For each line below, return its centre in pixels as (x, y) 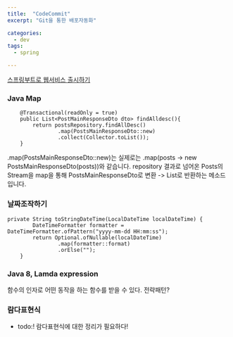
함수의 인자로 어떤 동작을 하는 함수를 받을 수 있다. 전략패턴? (89, 290)
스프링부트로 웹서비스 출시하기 (49, 80)
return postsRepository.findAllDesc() (89, 125)
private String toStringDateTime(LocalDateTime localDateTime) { (105, 219)
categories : (25, 33)
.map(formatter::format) (94, 243)
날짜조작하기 (27, 204)
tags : (15, 46)
